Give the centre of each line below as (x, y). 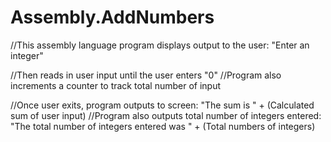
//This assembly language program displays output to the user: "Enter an (160, 45)
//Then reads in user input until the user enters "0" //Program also (146, 75)
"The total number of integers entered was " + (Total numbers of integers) (163, 126)
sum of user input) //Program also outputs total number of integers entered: (166, 115)
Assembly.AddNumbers (112, 17)
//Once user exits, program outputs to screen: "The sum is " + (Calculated (162, 105)
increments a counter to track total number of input (116, 85)
